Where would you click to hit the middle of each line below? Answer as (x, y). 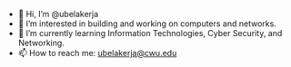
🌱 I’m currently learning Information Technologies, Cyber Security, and (150, 33)
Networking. (41, 43)
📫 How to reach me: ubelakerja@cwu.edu (97, 53)
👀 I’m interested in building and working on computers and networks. (147, 24)
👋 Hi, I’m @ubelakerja (58, 14)
